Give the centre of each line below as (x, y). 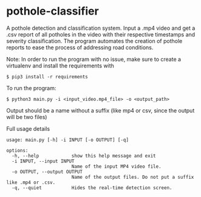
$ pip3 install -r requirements (47, 77)
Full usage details (28, 128)
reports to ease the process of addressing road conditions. (80, 47)
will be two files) (27, 117)
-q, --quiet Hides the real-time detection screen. (92, 188)
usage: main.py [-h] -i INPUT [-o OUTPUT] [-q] (68, 140)
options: (17, 150)
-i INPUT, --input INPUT (43, 161)
